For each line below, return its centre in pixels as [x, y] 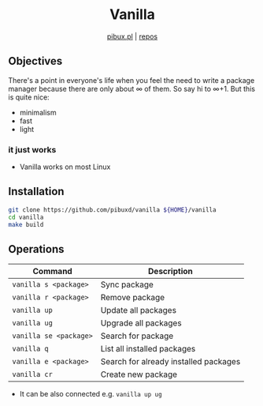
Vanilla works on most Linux [65, 167]
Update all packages [139, 310]
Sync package [127, 284]
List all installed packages [148, 349]
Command [52, 272]
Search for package [137, 336]
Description [170, 272]
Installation [36, 192]
